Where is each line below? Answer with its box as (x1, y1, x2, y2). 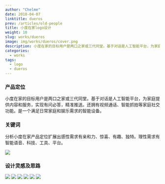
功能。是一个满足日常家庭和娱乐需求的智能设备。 (5, 108, 104, 114)
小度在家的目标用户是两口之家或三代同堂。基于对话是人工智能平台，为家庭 (5, 96, 156, 102)
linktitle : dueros (5, 16, 43, 21)
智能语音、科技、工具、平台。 (5, 139, 65, 145)
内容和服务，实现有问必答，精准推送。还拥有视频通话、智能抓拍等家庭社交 (9, 102, 160, 108)
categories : (5, 48, 29, 53)
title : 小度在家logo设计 (5, 26, 52, 30)
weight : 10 (5, 30, 27, 35)
